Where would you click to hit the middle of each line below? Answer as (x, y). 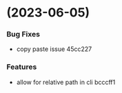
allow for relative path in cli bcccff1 (66, 82)
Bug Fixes (23, 34)
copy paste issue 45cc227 (54, 49)
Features (22, 67)
